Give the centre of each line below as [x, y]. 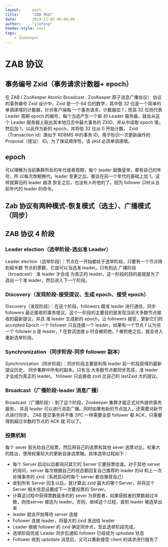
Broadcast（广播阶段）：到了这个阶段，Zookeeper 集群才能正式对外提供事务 [83, 402]
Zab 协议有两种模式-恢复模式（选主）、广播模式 [78, 206]
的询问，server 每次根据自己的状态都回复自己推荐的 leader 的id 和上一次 [87, 470]
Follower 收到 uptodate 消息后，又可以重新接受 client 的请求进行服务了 [85, 539]
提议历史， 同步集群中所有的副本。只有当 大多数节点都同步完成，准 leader [82, 370]
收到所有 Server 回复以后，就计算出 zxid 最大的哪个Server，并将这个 [83, 483]
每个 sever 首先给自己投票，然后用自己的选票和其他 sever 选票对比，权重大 [83, 447]
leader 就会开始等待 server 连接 [45, 514]
